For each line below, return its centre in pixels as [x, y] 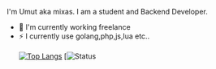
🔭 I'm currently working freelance [74, 27]
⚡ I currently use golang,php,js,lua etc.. [84, 36]
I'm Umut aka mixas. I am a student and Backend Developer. [107, 12]
